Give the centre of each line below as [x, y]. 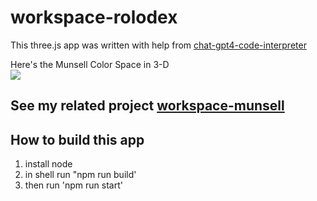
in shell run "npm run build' [80, 175]
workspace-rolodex [94, 17]
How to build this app [77, 139]
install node [48, 164]
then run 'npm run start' [73, 185]
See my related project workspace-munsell [147, 106]
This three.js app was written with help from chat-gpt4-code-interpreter [158, 45]
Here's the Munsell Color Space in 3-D [90, 64]
